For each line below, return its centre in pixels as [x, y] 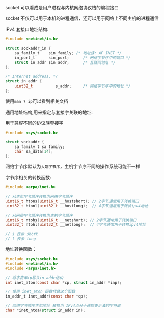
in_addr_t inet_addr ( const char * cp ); [46, 296]
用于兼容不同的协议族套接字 [34, 123]
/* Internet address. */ [32, 77]
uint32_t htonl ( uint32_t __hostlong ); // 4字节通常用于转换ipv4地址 [77, 206]
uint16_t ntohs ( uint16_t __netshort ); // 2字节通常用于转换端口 [71, 220]
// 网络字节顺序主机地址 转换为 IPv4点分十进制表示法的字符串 [63, 306]
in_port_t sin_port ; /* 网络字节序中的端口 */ [73, 58]
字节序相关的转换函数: [29, 178]
